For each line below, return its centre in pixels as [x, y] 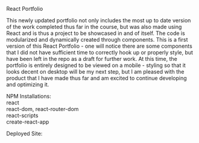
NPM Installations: [29, 96]
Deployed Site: [24, 133]
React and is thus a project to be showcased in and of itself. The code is [96, 33]
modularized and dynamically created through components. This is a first [97, 40]
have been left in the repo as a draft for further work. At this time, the [92, 59]
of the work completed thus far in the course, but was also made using [94, 27]
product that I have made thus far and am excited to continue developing [96, 78]
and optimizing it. [28, 84]
